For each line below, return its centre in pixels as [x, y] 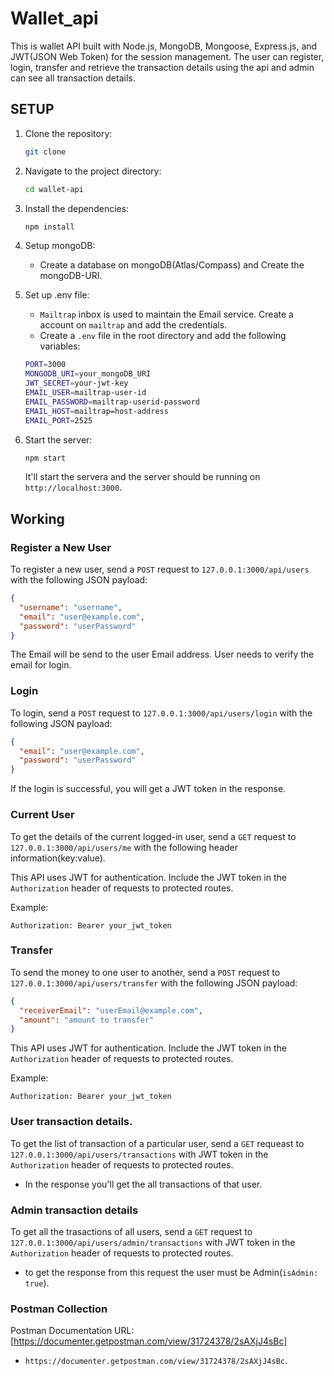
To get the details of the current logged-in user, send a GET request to [153, 836]
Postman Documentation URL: [72, 1331]
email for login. [41, 665]
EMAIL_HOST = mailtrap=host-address [96, 411]
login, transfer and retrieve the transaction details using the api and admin [162, 67]
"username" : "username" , [71, 607]
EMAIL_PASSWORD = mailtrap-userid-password [112, 402]
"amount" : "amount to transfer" [87, 1020]
